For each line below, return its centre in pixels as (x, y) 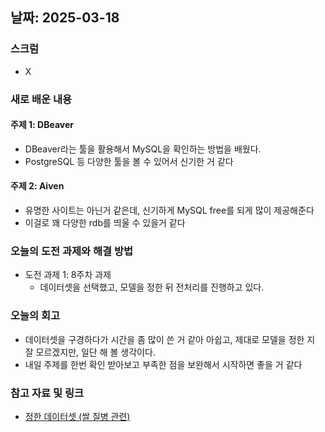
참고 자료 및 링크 (47, 393)
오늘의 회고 (35, 316)
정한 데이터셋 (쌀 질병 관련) (77, 416)
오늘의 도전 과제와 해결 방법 (72, 251)
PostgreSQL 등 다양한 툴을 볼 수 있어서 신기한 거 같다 (129, 161)
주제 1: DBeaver (42, 125)
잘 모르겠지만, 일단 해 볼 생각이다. (90, 352)
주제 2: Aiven (37, 186)
